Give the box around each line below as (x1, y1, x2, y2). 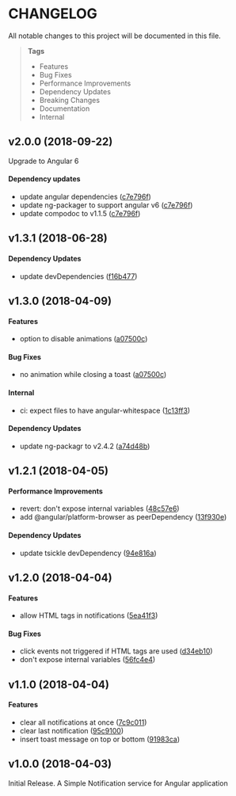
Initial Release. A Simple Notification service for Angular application (8, 778, 228, 788)
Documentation (39, 104, 90, 113)
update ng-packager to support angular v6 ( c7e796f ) (19, 200, 193, 210)
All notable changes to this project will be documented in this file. (8, 31, 222, 40)
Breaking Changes (39, 95, 101, 105)
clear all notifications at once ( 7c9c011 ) (19, 718, 147, 727)
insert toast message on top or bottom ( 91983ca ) (19, 734, 181, 744)
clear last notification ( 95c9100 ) (19, 726, 124, 735)
